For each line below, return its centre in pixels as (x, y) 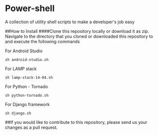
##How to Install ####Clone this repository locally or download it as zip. (77, 31)
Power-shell (30, 8)
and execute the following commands (42, 41)
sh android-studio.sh (27, 60)
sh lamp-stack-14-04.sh (29, 77)
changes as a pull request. (32, 127)
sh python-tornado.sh (27, 95)
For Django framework (27, 104)
